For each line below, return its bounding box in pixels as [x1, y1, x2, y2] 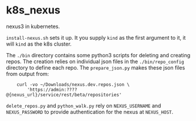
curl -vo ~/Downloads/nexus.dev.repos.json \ [16, 81, 130, 88]
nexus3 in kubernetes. [6, 23, 60, 30]
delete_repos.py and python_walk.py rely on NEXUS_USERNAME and [6, 102, 161, 109]
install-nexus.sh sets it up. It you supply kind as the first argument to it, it [6, 34, 186, 41]
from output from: [6, 70, 49, 77]
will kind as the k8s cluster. [6, 40, 72, 47]
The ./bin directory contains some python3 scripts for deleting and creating [6, 51, 191, 58]
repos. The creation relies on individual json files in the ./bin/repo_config [6, 58, 184, 65]
